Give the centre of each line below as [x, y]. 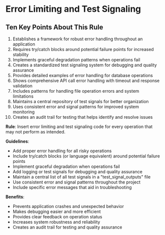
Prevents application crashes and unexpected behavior [68, 206]
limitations [23, 96]
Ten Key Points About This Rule [54, 27]
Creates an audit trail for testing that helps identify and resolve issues [83, 117]
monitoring [24, 112]
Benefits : [15, 197]
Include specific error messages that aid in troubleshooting [72, 187]
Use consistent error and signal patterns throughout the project [77, 182]
